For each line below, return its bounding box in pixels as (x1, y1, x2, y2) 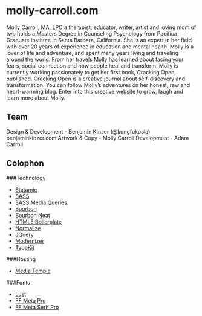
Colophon (6, 158, 44, 169)
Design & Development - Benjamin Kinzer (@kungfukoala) (6, 127, 151, 135)
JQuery (15, 231, 34, 238)
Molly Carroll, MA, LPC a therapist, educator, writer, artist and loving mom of (6, 24, 197, 31)
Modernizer (15, 237, 44, 245)
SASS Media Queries (15, 199, 68, 206)
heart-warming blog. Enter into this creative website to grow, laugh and (6, 88, 183, 95)
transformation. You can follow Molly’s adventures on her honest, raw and (6, 81, 191, 88)
